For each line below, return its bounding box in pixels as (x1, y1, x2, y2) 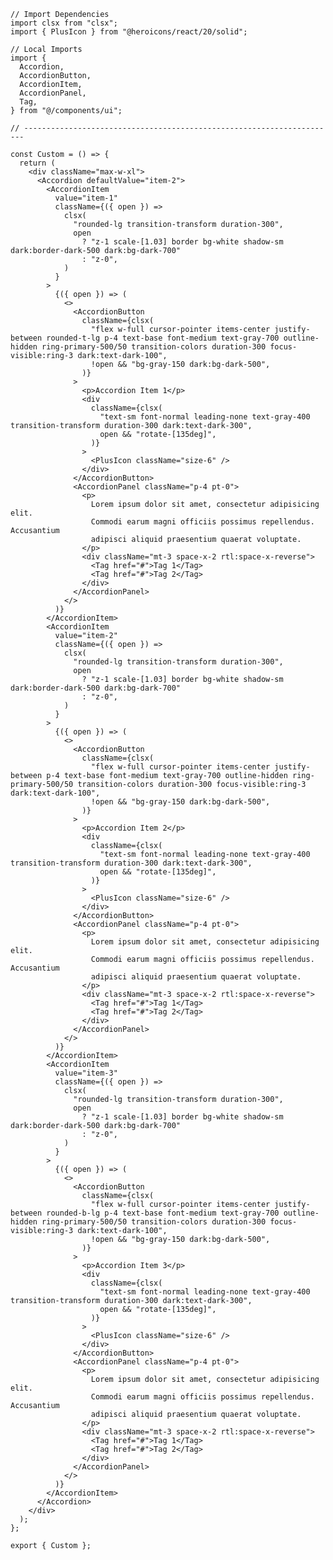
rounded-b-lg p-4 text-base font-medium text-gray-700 (46, 1208, 280, 1218)
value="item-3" (54, 1068, 118, 1078)
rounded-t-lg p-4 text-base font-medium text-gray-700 (46, 333, 280, 343)
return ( (19, 158, 56, 168)
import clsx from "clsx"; (10, 18, 118, 28)
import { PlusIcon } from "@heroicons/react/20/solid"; (10, 27, 248, 37)
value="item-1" (54, 193, 118, 203)
